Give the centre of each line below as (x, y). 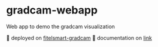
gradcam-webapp (52, 10)
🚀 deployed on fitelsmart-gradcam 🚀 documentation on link (79, 38)
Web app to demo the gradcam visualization (61, 26)
